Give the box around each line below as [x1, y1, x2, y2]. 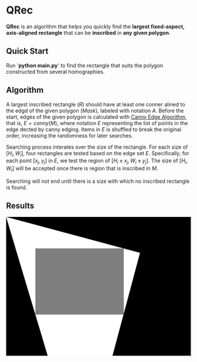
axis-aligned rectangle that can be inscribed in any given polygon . [6, 29, 171, 36]
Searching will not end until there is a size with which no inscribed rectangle [6, 177, 190, 185]
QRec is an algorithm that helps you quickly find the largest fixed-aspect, [6, 23, 185, 30]
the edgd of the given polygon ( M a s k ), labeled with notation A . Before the [6, 107, 184, 114]
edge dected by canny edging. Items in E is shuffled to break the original [6, 126, 182, 133]
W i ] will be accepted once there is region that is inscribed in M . [6, 165, 158, 173]
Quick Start [6, 46, 49, 56]
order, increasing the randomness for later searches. [6, 132, 133, 139]
